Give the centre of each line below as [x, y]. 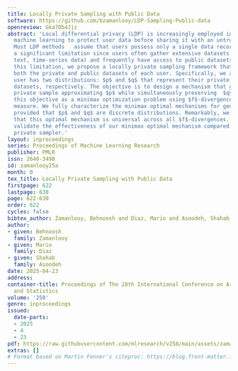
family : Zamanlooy [41, 238]
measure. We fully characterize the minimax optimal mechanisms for [117, 106]
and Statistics [36, 291]
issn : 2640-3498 [31, 159]
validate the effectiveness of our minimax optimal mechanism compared [122, 126]
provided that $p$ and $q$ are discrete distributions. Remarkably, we [122, 113]
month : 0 [20, 172]
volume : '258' [28, 298]
